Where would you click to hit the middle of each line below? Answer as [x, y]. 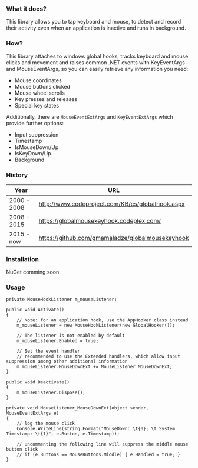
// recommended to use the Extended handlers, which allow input [99, 356]
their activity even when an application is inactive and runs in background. [96, 28]
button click [22, 450]
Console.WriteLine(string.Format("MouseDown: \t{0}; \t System [96, 429]
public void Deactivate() [38, 382]
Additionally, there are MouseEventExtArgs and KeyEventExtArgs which [90, 116]
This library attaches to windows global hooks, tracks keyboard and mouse [97, 56]
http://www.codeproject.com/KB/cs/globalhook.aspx [112, 204]
